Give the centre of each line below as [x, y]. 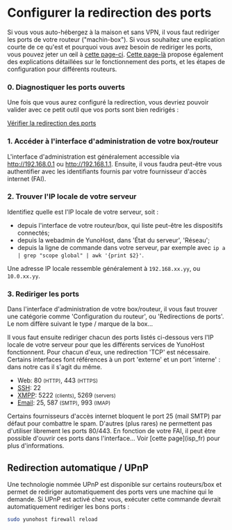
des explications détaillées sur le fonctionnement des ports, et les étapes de [116, 61]
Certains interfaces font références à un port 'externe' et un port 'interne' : [114, 359]
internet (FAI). [27, 178]
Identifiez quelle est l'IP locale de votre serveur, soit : [83, 212]
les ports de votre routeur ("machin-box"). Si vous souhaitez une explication [116, 39]
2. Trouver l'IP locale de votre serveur [72, 196]
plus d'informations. [36, 446]
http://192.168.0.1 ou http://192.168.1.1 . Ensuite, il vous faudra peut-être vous [115, 164]
